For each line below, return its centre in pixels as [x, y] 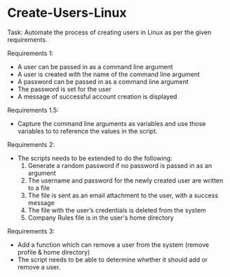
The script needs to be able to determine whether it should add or [113, 260]
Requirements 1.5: [33, 110]
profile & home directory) [54, 252]
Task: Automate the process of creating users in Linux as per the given [109, 32]
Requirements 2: [31, 144]
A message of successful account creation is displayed [97, 97]
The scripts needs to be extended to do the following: [95, 158]
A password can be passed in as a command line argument [103, 81]
